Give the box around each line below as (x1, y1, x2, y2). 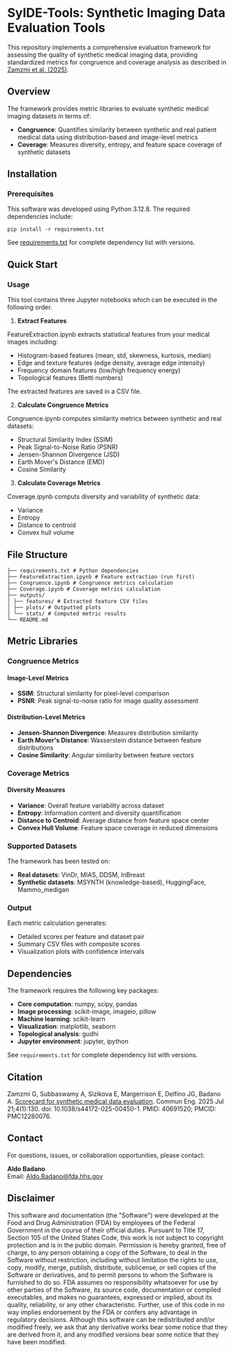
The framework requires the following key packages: (7, 987, 159, 995)
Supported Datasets (7, 841, 78, 851)
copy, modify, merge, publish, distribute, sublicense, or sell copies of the (7, 1263, 217, 1271)
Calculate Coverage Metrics (17, 479, 101, 487)
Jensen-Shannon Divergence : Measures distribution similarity (17, 728, 199, 737)
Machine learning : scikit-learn (17, 1015, 106, 1023)
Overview (7, 86, 51, 97)
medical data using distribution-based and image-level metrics (17, 133, 198, 141)
